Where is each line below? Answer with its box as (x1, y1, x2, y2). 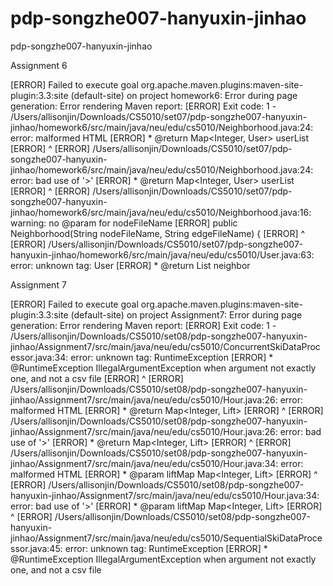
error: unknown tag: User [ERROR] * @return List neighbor (10, 259, 251, 271)
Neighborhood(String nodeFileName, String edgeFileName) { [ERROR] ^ (10, 227, 306, 239)
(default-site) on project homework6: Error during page (70, 89, 298, 101)
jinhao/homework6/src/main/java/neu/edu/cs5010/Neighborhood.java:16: (10, 206, 312, 218)
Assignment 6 (10, 59, 68, 71)
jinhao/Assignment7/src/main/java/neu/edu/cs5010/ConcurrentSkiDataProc (10, 340, 321, 352)
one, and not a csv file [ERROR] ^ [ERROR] (10, 372, 184, 384)
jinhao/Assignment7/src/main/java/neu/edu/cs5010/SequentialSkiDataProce (10, 532, 323, 544)
